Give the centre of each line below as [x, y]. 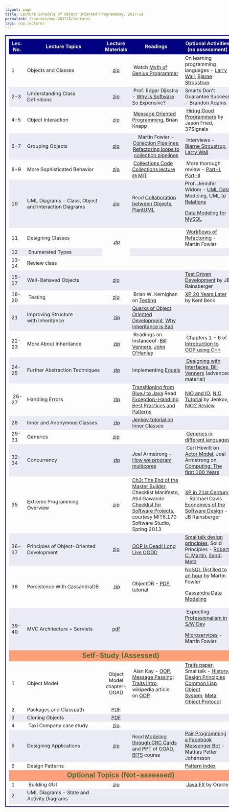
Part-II [193, 176]
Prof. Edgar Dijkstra [156, 91]
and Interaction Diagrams [56, 207]
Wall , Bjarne [199, 76]
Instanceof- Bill [149, 341]
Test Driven [198, 274]
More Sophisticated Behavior [60, 169]
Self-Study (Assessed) [121, 655]
